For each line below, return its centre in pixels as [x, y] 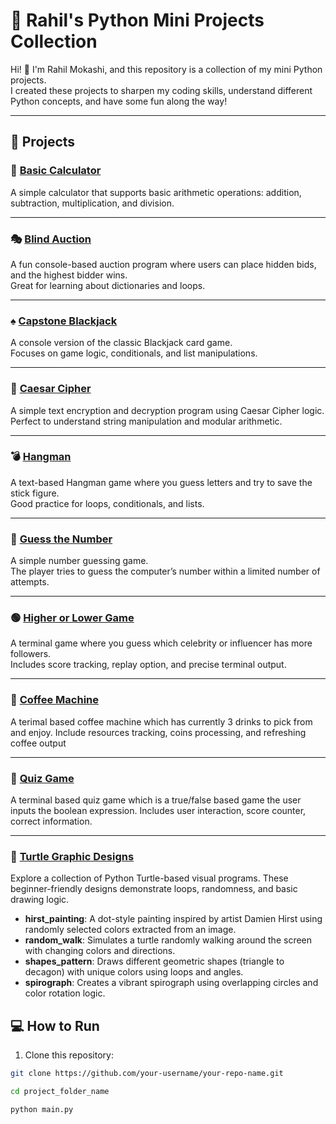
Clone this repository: [69, 1055]
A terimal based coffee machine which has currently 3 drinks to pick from [161, 721]
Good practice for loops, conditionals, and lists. [107, 503]
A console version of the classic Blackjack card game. [121, 343]
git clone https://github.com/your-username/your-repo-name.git [147, 1074]
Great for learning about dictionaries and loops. [108, 285]
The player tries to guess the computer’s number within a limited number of [165, 571]
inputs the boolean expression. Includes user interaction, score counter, [158, 810]
